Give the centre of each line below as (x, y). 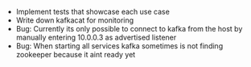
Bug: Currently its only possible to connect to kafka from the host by (129, 29)
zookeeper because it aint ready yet (76, 54)
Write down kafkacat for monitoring (75, 20)
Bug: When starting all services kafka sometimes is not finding (119, 46)
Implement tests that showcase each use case (93, 12)
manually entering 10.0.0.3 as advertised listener (96, 37)
